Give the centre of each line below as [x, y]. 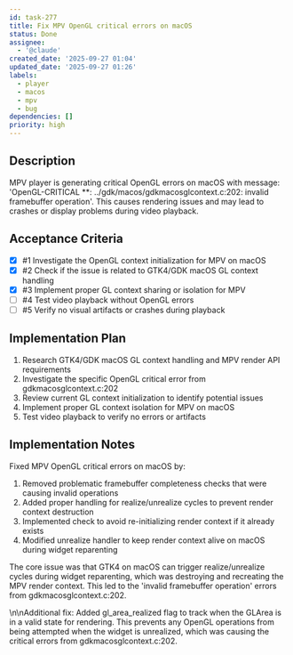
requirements [46, 369]
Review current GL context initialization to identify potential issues [143, 398]
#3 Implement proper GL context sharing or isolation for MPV [134, 289]
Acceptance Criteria [66, 239]
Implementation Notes [72, 445]
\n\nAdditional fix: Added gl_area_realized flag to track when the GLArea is [146, 612]
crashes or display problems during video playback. [104, 211]
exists [33, 530]
